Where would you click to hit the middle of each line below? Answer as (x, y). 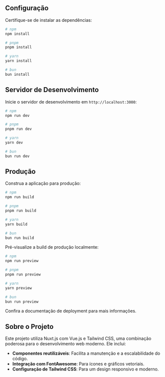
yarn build (16, 224)
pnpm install (19, 47)
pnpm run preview (23, 274)
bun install (17, 74)
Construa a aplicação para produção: (43, 183)
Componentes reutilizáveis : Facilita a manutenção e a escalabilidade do (86, 353)
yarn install (19, 61)
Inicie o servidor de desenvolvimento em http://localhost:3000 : (71, 102)
